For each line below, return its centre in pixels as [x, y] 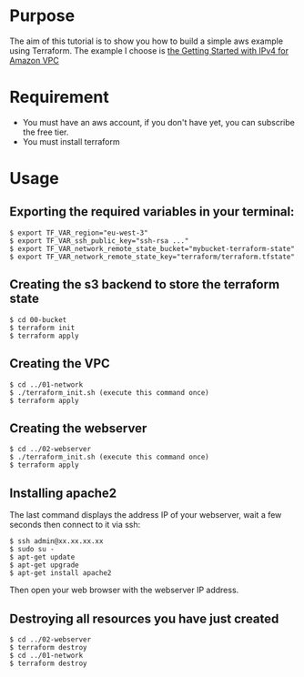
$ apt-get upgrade [44, 565]
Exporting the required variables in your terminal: [152, 212]
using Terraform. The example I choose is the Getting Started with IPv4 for [149, 50]
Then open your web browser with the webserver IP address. [124, 590]
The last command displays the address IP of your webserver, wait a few [146, 515]
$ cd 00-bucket [38, 319]
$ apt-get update [42, 557]
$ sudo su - [32, 550]
